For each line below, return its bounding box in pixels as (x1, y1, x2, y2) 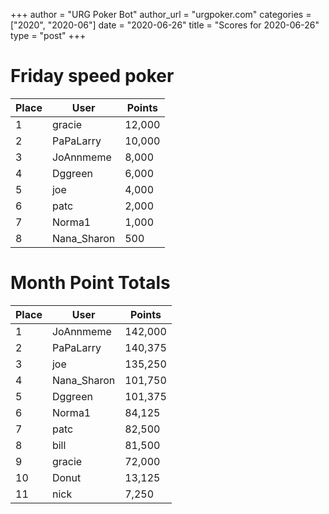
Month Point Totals (10, 272, 171, 294)
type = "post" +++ (10, 30, 87, 41)
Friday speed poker (10, 65, 175, 88)
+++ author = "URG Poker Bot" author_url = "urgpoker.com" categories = (10, 9, 312, 20)
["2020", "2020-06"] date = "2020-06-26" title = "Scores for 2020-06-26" (10, 19, 320, 31)
